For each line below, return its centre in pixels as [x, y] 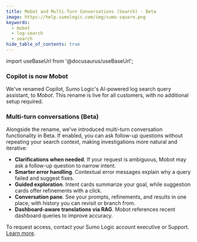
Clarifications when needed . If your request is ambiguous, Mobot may [100, 160]
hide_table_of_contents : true [43, 45]
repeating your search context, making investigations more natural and [92, 142]
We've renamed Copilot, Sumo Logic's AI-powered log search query [89, 89]
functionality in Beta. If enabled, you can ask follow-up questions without [95, 136]
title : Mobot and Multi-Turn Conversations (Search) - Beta [81, 11]
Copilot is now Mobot [37, 76]
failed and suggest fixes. [44, 178]
